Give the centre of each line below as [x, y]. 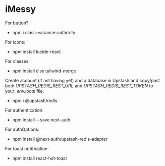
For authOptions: [22, 129]
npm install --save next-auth [41, 119]
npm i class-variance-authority [44, 32]
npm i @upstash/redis [35, 101]
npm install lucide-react [36, 52]
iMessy [21, 9]
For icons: [15, 42]
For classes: [17, 61]
